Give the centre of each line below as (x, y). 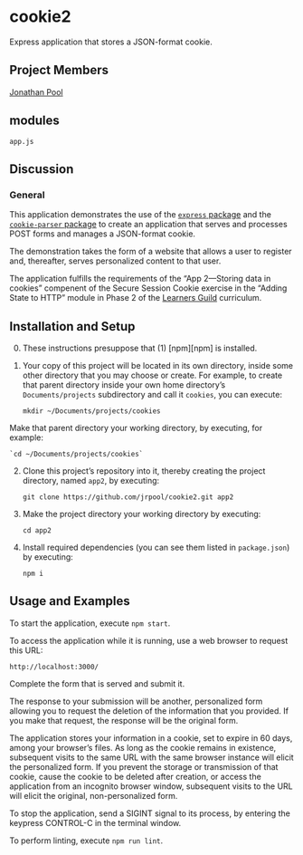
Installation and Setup (72, 327)
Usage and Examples (70, 601)
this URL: (26, 650)
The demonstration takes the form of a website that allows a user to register (151, 252)
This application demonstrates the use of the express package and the (140, 215)
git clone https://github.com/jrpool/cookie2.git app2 (128, 497)
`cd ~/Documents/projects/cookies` (76, 455)
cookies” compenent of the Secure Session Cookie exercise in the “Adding (148, 288)
